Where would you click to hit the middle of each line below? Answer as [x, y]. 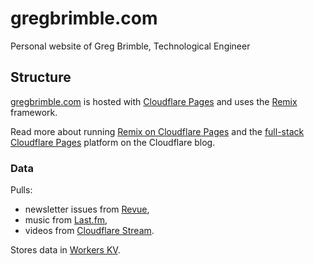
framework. [34, 112]
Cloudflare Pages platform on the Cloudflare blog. [113, 142]
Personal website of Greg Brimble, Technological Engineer [130, 46]
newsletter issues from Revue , [87, 209]
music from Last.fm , [66, 220]
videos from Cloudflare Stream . [89, 231]
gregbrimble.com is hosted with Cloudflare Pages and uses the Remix [154, 101]
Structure [41, 77]
